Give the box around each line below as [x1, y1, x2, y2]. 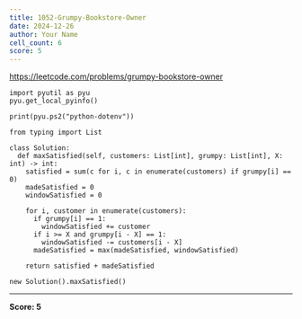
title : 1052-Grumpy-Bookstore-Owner [9, 13, 147, 22]
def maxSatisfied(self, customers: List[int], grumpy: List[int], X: [17, 152, 283, 161]
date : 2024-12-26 [9, 22, 75, 31]
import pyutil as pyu [9, 89, 91, 98]
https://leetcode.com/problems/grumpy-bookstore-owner [9, 71, 224, 82]
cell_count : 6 [9, 38, 63, 48]
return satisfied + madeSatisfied [25, 261, 155, 270]
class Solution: [9, 144, 70, 153]
